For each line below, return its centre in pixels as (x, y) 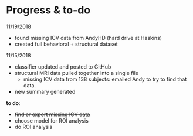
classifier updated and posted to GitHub (63, 67)
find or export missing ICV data (52, 114)
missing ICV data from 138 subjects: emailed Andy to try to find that (105, 79)
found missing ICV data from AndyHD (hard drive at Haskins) (88, 38)
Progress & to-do (48, 10)
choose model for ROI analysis (52, 120)
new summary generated (45, 91)
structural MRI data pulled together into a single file (77, 73)
